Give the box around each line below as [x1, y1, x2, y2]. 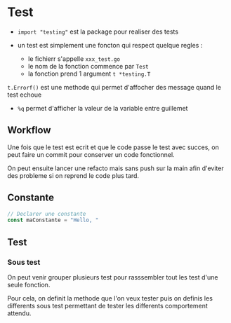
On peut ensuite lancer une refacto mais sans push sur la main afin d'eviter [7, 164, 224, 172]
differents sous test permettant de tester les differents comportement [7, 302, 209, 310]
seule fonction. [7, 281, 51, 289]
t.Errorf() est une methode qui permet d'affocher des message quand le [7, 83, 221, 91]
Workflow [7, 124, 51, 137]
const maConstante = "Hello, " [7, 217, 99, 224]
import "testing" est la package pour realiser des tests [17, 27, 179, 36]
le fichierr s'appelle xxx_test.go [27, 54, 121, 63]
